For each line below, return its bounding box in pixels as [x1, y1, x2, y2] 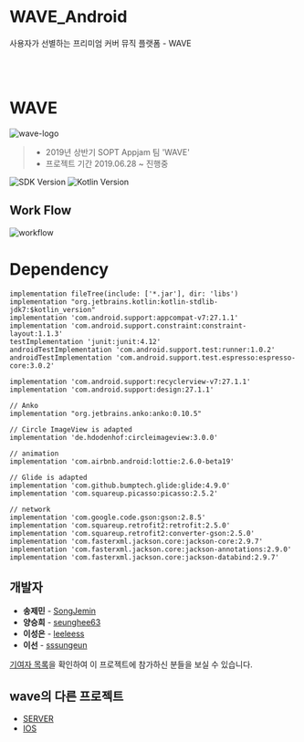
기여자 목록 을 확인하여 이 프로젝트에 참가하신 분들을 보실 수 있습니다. [9, 659, 253, 670]
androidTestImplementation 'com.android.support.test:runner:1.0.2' [9, 345, 276, 354]
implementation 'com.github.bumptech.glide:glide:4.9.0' [9, 481, 231, 490]
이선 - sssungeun [22, 640, 88, 651]
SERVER [22, 714, 55, 725]
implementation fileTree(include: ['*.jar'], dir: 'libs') [9, 289, 239, 298]
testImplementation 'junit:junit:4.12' [9, 337, 162, 346]
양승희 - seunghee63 [22, 617, 101, 628]
